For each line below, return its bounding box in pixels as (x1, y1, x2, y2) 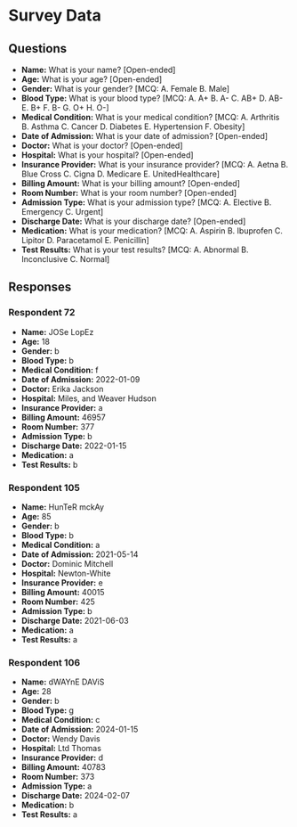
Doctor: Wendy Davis (20, 733, 100, 744)
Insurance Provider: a (20, 402, 103, 413)
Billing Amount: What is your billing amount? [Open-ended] (20, 178, 241, 188)
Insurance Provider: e (20, 577, 103, 588)
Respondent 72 (8, 307, 76, 319)
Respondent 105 (8, 481, 81, 494)
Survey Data (8, 5, 101, 26)
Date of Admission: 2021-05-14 (20, 549, 139, 560)
